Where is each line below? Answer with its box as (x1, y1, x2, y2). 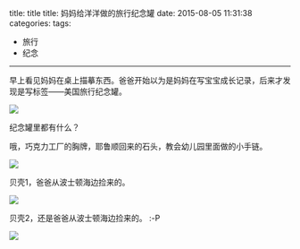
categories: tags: (9, 18, 71, 29)
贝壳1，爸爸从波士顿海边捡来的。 (9, 177, 130, 187)
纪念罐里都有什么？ (9, 122, 80, 133)
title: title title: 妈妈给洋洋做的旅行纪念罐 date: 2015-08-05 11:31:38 (9, 8, 253, 18)
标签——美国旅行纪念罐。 (32, 86, 127, 97)
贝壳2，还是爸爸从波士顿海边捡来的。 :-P (9, 213, 161, 223)
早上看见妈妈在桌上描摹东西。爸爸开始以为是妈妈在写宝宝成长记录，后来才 (9, 75, 283, 85)
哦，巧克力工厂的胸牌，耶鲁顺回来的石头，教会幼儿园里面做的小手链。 (9, 142, 268, 151)
